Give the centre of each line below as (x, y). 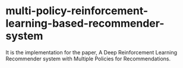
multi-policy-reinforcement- (77, 11)
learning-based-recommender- (85, 23)
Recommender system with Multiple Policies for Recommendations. (88, 59)
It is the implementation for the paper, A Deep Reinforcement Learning (91, 52)
